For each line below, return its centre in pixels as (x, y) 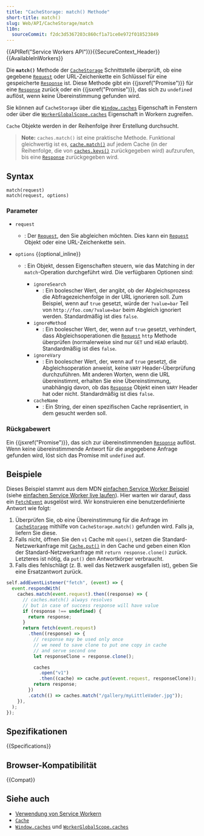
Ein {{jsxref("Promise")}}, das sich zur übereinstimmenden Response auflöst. (101, 442)
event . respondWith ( (36, 589)
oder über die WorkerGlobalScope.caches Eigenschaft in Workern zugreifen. (100, 114)
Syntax (20, 176)
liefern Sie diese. (36, 533)
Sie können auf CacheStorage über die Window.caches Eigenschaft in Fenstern (102, 108)
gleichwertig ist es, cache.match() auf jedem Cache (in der (94, 144)
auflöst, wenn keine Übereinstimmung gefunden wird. (73, 96)
